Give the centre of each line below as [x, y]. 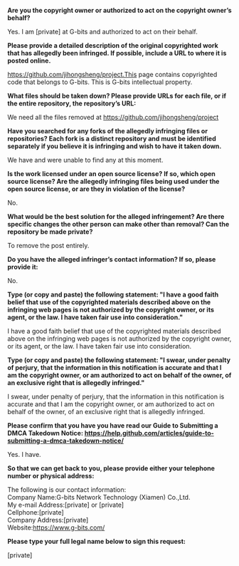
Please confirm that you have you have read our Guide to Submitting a [113, 426]
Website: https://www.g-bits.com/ [56, 528]
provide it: [23, 267]
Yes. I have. [24, 454]
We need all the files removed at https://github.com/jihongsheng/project [113, 117]
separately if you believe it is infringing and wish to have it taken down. [115, 146]
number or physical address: [51, 476]
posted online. [29, 61]
